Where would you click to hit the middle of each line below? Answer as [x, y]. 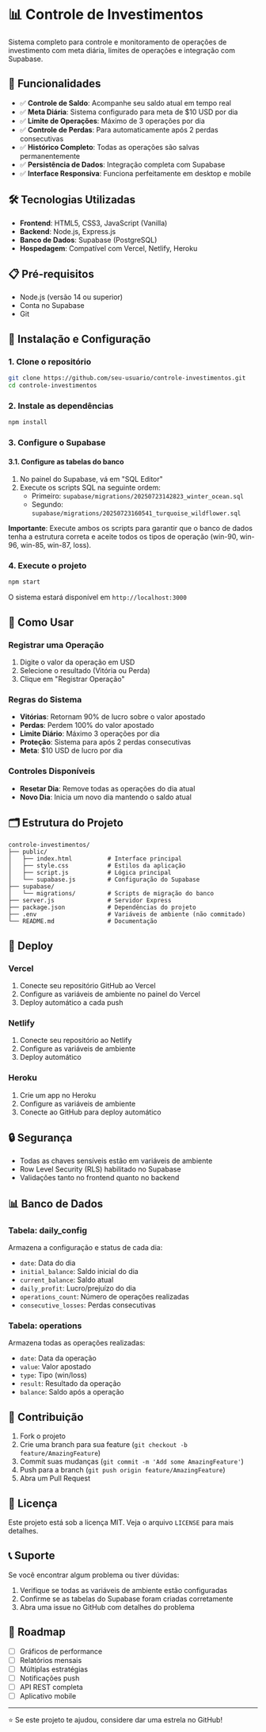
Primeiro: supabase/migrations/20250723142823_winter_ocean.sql [137, 496]
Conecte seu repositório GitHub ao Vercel [87, 986]
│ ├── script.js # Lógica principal [90, 873]
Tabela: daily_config [47, 1230]
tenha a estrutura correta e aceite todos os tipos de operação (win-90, [123, 537]
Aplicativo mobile [48, 1696]
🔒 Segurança [40, 1138]
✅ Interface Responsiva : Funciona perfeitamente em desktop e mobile [135, 173]
